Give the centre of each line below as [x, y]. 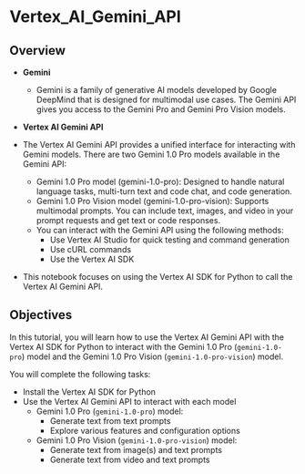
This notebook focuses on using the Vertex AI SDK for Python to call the [158, 277]
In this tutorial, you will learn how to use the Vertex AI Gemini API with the [147, 337]
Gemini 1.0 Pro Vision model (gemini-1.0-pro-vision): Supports [152, 201]
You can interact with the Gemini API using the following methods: [160, 230]
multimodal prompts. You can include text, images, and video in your [165, 211]
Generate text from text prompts [110, 420]
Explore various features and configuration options [145, 430]
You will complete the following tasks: [80, 374]
